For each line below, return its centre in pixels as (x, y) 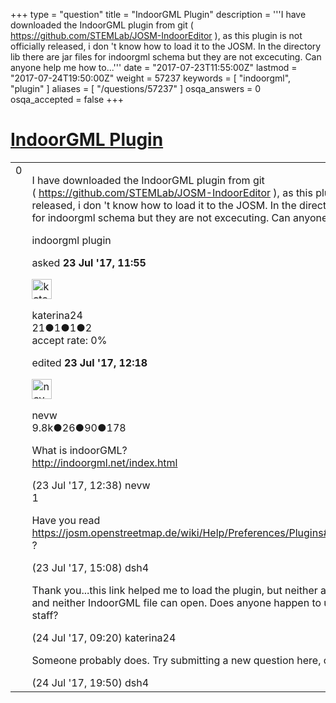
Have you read (66, 520)
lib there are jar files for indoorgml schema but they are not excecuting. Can (166, 57)
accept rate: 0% (69, 340)
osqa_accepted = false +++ (67, 99)
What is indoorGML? (79, 450)
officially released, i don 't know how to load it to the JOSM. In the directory (166, 46)
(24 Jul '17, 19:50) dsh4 (90, 682)
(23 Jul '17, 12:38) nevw (91, 485)
